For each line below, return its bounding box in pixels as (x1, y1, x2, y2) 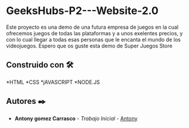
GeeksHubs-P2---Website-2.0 (6, 4, 158, 18)
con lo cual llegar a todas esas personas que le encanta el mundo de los (6, 36, 181, 43)
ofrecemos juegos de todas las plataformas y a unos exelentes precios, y (6, 29, 183, 36)
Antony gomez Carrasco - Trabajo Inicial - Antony (14, 114, 138, 122)
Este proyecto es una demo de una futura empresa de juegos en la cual (6, 23, 179, 31)
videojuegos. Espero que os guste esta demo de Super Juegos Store (6, 42, 173, 49)
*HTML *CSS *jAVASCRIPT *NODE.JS (6, 78, 100, 86)
